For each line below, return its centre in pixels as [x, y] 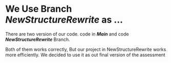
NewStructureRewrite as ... [64, 20]
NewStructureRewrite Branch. [38, 39]
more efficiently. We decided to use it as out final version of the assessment [85, 55]
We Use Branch [39, 9]
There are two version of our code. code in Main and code [67, 34]
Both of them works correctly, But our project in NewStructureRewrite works [86, 49]
